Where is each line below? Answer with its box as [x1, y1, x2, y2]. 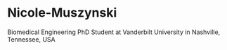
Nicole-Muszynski [7, 5, 117, 21]
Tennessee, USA [7, 35, 56, 43]
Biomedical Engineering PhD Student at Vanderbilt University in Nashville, [7, 28, 221, 36]
